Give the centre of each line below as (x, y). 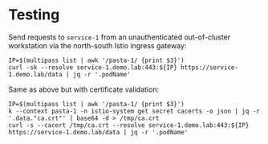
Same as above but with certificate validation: (83, 89)
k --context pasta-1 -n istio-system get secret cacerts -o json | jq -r (134, 111)
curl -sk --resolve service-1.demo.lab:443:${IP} (93, 67)
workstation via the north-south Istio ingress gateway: (97, 45)
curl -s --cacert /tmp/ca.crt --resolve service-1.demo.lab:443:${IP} (129, 125)
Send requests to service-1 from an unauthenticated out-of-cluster (120, 37)
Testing (34, 15)
